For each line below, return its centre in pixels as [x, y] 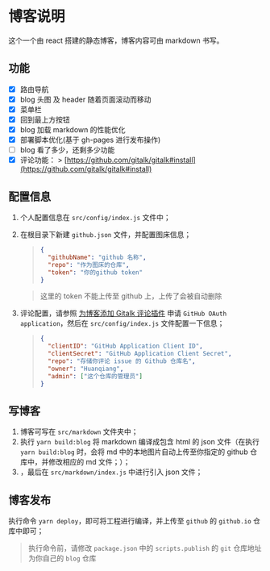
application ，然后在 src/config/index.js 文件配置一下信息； [122, 323]
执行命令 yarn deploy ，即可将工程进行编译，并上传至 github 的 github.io [130, 521]
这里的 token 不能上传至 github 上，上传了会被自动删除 [131, 296]
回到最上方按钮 [45, 119]
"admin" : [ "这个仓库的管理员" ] [95, 376]
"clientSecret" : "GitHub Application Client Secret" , [139, 354]
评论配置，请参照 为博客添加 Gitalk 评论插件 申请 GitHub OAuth [123, 313]
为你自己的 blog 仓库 [62, 558]
